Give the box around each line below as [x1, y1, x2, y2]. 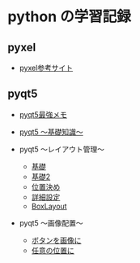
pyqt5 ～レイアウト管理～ [19, 144, 105, 154]
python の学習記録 [7, 7, 131, 26]
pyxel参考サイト [19, 63, 74, 72]
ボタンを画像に [31, 235, 82, 245]
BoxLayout [31, 201, 67, 211]
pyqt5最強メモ [19, 109, 68, 119]
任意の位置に [31, 245, 74, 255]
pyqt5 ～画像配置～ [19, 217, 84, 228]
